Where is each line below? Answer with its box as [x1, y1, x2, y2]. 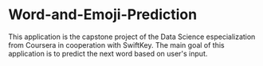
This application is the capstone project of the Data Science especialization [8, 32, 256, 41]
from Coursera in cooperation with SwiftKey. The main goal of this [8, 40, 225, 49]
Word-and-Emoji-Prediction [8, 6, 198, 24]
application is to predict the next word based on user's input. [8, 49, 208, 58]
